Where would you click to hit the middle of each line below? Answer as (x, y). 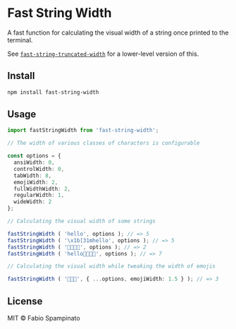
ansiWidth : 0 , (34, 163)
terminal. (20, 40)
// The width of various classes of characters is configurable (104, 143)
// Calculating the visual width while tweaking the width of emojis (112, 266)
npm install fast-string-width (53, 92)
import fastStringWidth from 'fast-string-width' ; (83, 131)
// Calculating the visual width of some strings (82, 221)
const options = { (34, 156)
